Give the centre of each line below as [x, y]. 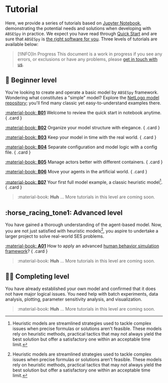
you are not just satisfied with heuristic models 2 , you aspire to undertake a [82, 230]
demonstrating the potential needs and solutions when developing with [78, 28]
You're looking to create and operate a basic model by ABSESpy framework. [82, 92]
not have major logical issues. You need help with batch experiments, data [82, 294]
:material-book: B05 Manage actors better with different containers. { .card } [84, 162]
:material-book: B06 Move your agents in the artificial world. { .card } [76, 171]
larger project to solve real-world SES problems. [55, 236]
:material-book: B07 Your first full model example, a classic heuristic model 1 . [84, 182]
